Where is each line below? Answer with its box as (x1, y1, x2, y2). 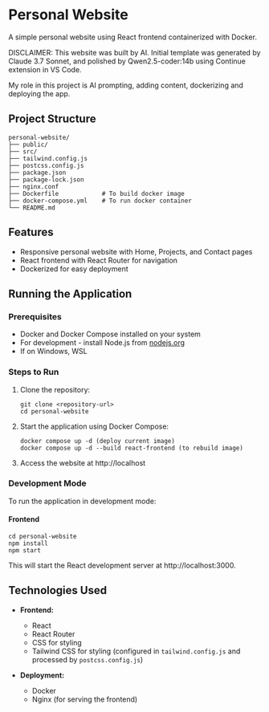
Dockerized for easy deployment (19, 263, 128, 274)
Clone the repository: (19, 384, 91, 394)
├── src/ (8, 147, 38, 156)
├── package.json (8, 169, 67, 177)
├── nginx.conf (8, 182, 59, 190)
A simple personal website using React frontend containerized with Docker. (8, 32, 257, 42)
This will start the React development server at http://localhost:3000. (8, 560, 236, 571)
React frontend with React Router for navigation (19, 255, 178, 265)
